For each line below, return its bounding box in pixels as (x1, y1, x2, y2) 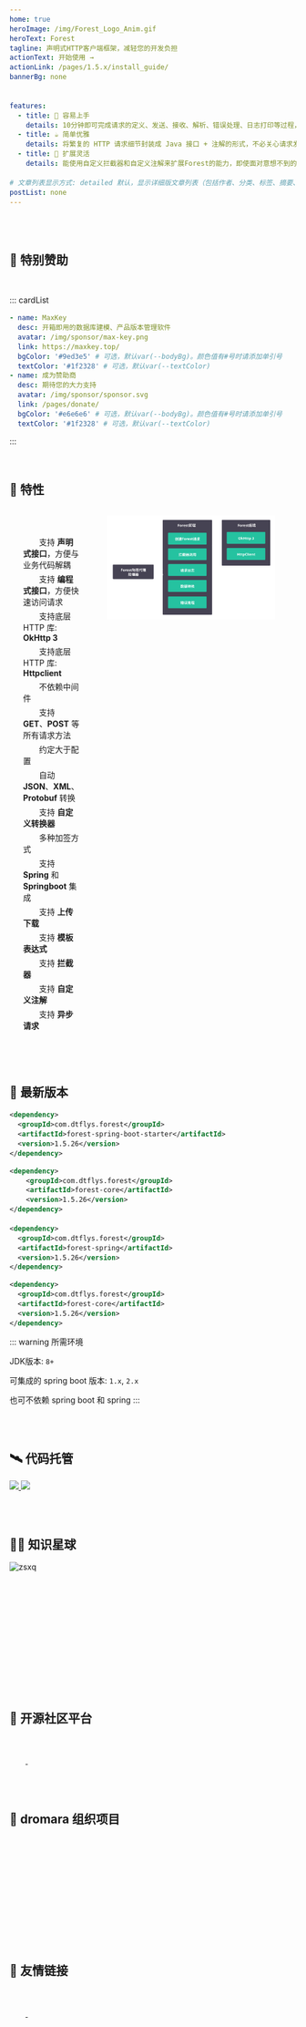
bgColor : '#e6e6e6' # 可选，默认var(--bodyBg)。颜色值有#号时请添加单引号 (17, 409, 282, 418)
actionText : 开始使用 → (9, 53, 94, 63)
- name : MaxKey (9, 314, 67, 323)
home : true (9, 15, 51, 24)
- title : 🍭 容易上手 (17, 110, 90, 120)
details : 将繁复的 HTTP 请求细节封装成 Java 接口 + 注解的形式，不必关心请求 (25, 139, 293, 149)
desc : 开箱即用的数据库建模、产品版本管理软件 (17, 324, 171, 333)
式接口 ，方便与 (22, 548, 79, 559)
